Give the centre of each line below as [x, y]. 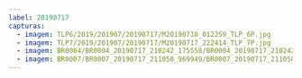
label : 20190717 [39, 17]
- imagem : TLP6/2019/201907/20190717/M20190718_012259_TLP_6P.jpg [144, 34]
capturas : [27, 26]
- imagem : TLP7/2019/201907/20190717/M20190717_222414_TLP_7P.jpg [144, 43]
